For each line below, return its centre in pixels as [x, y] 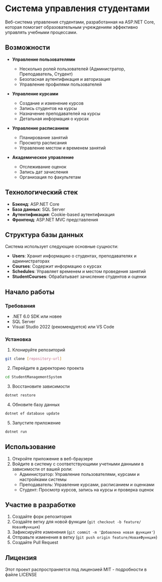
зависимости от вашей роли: [42, 469]
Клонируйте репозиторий [39, 350]
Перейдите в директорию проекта [48, 368]
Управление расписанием [40, 128]
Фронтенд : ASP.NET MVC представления [55, 219]
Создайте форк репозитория [42, 517]
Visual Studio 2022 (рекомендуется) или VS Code [63, 327]
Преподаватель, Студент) [46, 74]
